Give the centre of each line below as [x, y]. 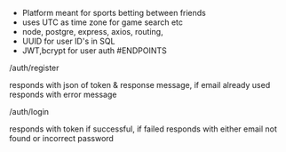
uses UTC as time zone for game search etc [103, 22]
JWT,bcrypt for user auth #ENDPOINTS [94, 51]
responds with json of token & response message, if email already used [140, 85]
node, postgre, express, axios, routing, [92, 32]
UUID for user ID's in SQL [68, 41]
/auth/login [29, 112]
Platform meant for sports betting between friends [114, 13]
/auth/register [34, 68]
